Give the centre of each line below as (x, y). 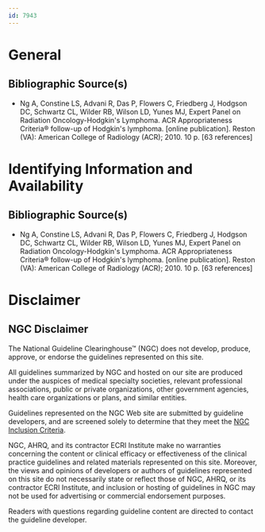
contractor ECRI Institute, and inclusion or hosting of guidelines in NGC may (132, 487)
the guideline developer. (48, 519)
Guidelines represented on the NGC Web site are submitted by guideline (126, 413)
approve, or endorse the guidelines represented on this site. (106, 357)
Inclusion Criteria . (37, 430)
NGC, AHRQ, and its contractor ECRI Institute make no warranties (115, 445)
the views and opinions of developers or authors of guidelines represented (130, 470)
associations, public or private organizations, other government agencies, (129, 389)
